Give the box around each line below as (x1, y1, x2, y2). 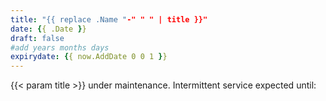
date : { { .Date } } (10, 24, 87, 34)
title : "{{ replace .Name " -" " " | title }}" (10, 14, 208, 25)
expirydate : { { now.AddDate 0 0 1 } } (10, 52, 168, 62)
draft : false (10, 33, 65, 43)
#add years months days (10, 42, 110, 53)
